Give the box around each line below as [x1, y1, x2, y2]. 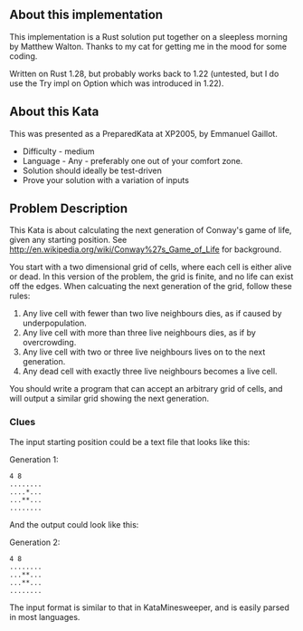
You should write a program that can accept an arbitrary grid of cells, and [9, 383, 283, 394]
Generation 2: [9, 537, 61, 548]
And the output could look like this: [9, 519, 139, 529]
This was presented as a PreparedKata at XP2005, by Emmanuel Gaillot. [9, 128, 278, 139]
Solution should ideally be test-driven [22, 165, 163, 176]
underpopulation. [22, 317, 88, 329]
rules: [9, 290, 31, 302]
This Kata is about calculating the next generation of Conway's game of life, [9, 225, 292, 236]
